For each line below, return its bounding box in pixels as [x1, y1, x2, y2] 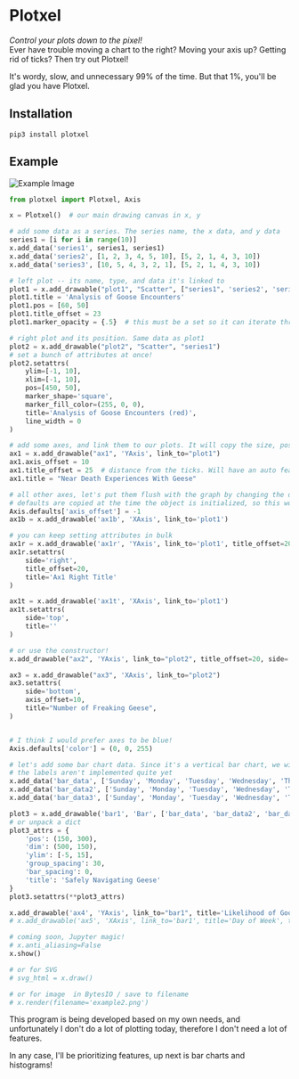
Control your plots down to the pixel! [9, 35, 142, 45]
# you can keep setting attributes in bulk [9, 531, 174, 540]
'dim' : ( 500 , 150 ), [25, 843, 98, 852]
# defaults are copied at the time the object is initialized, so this [9, 498, 280, 508]
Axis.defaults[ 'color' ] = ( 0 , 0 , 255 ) [9, 744, 153, 753]
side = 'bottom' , [25, 687, 82, 696]
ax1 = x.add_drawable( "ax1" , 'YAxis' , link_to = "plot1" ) [9, 449, 221, 459]
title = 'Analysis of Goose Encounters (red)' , [25, 408, 198, 417]
